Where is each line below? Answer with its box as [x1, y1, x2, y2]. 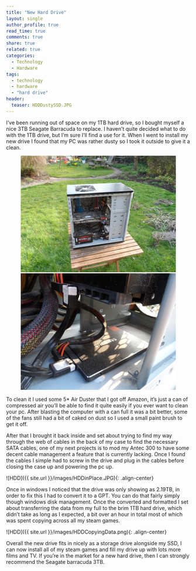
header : [6, 96, 25, 102]
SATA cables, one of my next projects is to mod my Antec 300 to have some [6, 444, 190, 451]
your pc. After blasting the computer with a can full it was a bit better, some [6, 408, 188, 415]
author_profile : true [6, 22, 59, 28]
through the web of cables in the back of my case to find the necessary [6, 438, 178, 445]
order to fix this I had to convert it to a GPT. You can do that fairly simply [6, 492, 180, 499]
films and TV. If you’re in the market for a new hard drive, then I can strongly [6, 552, 190, 559]
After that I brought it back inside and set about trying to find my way [6, 431, 173, 439]
